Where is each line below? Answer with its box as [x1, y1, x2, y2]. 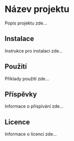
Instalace [4, 34, 34, 43]
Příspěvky [4, 90, 37, 98]
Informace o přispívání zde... [4, 103, 63, 109]
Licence [4, 117, 30, 126]
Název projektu [4, 3, 69, 15]
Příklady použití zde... [4, 75, 49, 81]
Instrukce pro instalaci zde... [4, 47, 63, 53]
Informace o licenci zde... [4, 131, 57, 137]
